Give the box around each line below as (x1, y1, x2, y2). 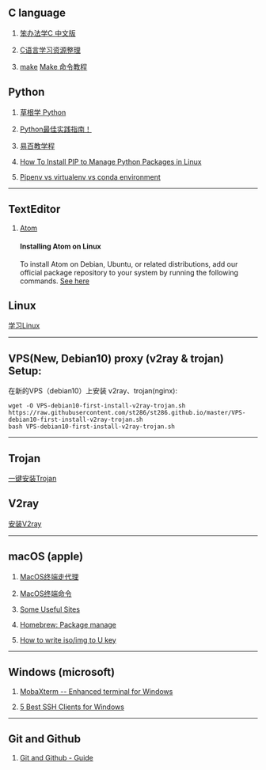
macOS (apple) (8, 550, 84, 563)
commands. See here (19, 276, 89, 286)
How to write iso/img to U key (19, 635, 116, 644)
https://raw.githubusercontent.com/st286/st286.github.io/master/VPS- (8, 409, 246, 417)
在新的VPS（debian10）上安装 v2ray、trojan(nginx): (8, 386, 178, 396)
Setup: (8, 364, 42, 377)
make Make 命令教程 (19, 62, 88, 71)
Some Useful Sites (19, 605, 81, 614)
